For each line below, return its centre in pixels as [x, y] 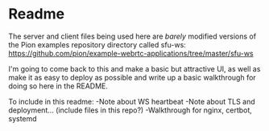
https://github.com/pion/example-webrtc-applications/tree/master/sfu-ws [131, 53]
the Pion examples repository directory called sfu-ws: [97, 44]
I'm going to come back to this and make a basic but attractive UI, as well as [134, 68]
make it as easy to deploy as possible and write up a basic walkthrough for [132, 77]
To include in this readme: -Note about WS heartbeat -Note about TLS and [132, 101]
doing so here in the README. [58, 86]
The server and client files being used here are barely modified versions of [132, 36]
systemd [23, 118]
